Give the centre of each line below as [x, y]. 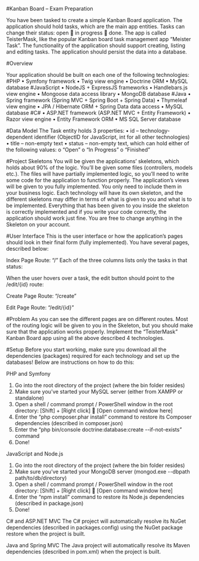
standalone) [29, 398]
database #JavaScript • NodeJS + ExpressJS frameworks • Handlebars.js [97, 88]
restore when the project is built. [46, 534]
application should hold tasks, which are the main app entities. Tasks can [96, 27]
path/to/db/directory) [41, 478]
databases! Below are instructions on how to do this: [70, 362]
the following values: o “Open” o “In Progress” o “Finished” [78, 149]
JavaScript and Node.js [35, 454]
